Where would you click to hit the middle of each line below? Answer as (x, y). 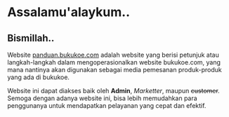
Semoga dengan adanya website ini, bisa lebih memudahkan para (103, 98)
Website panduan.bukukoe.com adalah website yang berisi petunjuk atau (113, 55)
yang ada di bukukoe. (39, 77)
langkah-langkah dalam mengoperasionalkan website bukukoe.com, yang (114, 62)
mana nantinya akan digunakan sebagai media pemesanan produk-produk (115, 70)
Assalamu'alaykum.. (69, 12)
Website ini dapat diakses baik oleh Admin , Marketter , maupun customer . (113, 91)
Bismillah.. (31, 38)
